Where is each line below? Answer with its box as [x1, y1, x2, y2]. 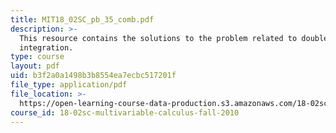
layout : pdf [10, 61, 60, 71]
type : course [10, 52, 65, 62]
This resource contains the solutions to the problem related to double [19, 33, 329, 43]
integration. [19, 42, 74, 53]
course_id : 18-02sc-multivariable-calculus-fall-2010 [10, 107, 240, 118]
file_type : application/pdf [10, 80, 128, 90]
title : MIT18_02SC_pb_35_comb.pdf [10, 14, 155, 25]
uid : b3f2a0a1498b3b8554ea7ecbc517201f [10, 71, 177, 81]
